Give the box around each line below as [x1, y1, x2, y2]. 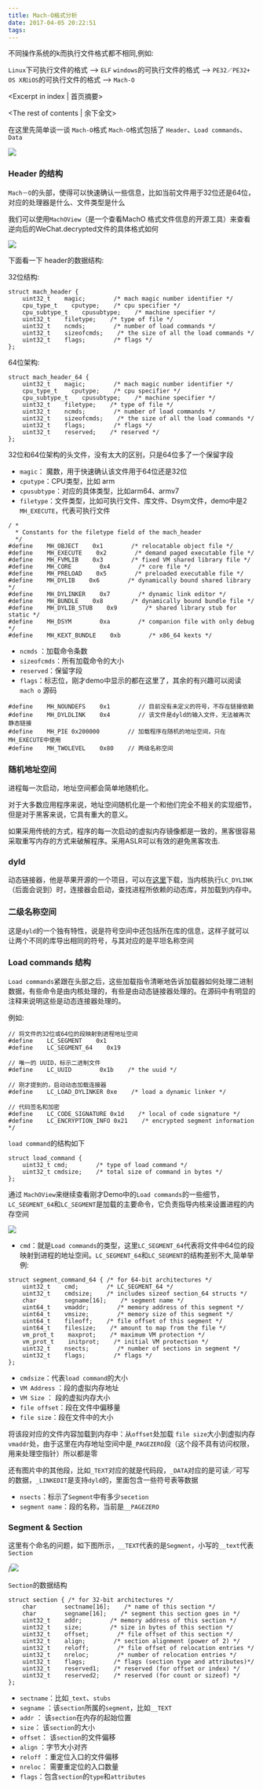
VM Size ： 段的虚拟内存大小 [19, 1392, 111, 1402]
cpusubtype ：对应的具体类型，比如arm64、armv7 [19, 486, 179, 496]
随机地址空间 [8, 763, 57, 774]
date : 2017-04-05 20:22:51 [8, 19, 97, 27]
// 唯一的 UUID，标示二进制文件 [8, 1059, 101, 1066]
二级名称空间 [8, 906, 57, 917]
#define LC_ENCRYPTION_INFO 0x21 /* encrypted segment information [8, 1117, 255, 1125]
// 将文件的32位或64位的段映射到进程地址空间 [8, 1030, 139, 1037]
